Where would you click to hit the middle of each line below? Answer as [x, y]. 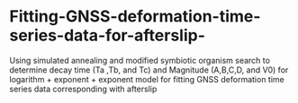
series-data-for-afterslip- [107, 35]
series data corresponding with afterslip [83, 89]
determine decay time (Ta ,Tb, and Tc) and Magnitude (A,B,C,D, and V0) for [149, 70]
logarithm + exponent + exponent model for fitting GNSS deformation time [147, 79]
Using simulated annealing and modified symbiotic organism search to [140, 60]
